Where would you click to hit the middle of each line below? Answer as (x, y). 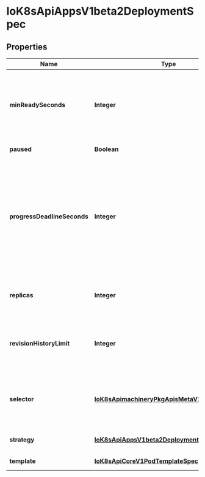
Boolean (106, 149)
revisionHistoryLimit (40, 343)
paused (21, 149)
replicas (21, 295)
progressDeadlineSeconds (49, 216)
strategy (22, 440)
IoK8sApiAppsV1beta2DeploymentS (100, 11)
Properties (27, 47)
